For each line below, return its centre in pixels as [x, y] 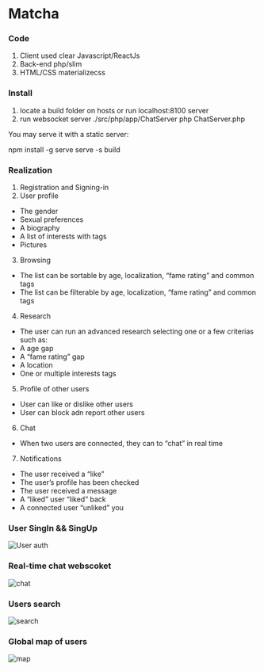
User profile [39, 196]
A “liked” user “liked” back [63, 499]
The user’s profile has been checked [79, 482]
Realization [31, 170]
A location [36, 365]
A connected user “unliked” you [72, 508]
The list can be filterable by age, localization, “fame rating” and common [138, 292]
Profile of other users [54, 389]
